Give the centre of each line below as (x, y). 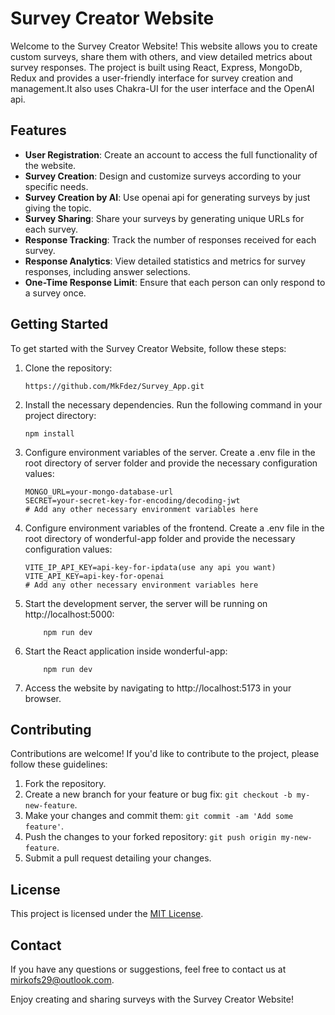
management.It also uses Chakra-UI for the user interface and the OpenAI (162, 88)
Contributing (51, 729)
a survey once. (55, 293)
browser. (43, 698)
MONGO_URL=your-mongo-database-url (99, 492)
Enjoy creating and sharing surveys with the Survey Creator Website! (152, 999)
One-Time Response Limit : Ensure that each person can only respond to (175, 282)
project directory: (60, 415)
